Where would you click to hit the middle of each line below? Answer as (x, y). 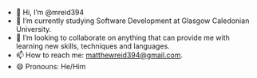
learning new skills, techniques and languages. (93, 46)
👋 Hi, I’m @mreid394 (50, 12)
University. (34, 29)
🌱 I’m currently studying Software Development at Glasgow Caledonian (132, 21)
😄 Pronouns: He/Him (51, 66)
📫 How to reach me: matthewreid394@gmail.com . (99, 55)
